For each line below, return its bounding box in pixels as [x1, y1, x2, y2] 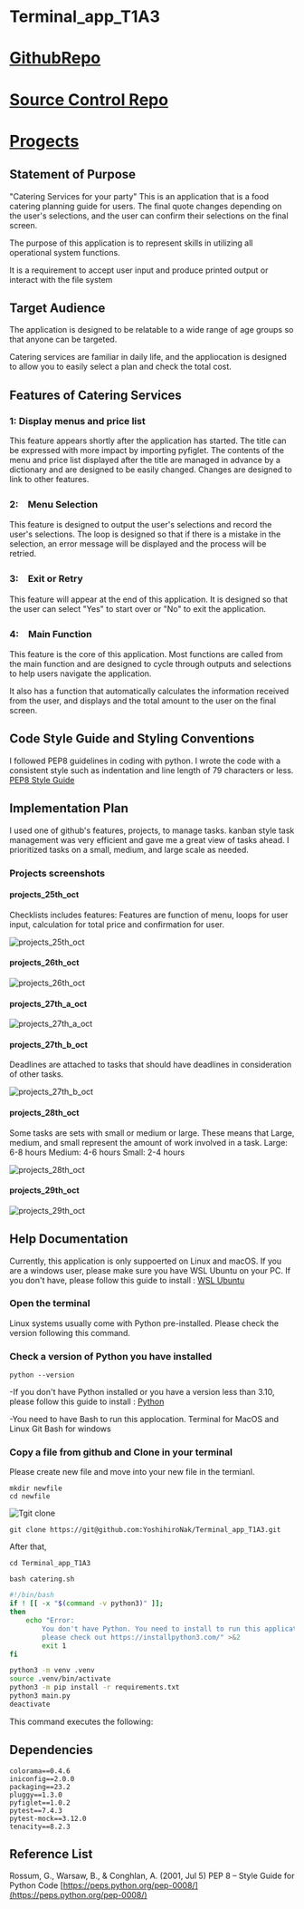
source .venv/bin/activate [9, 1674, 111, 1683]
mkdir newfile [9, 1484, 63, 1493]
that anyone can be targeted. [9, 334, 118, 345]
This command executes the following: [9, 1716, 154, 1727]
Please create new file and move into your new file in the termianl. [9, 1467, 255, 1478]
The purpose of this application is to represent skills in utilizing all [9, 237, 253, 248]
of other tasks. [9, 1069, 64, 1080]
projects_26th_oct [9, 957, 80, 968]
